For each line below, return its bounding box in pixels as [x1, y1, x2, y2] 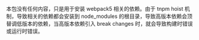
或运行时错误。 [6, 27, 43, 35]
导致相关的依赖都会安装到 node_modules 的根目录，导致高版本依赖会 [16, 13, 188, 20]
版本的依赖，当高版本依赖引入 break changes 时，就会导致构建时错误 [22, 20, 193, 27]
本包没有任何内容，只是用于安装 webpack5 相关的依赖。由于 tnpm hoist [6, 5, 183, 12]
